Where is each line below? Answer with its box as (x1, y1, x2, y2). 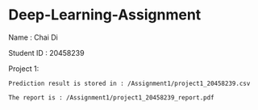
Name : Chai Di (8, 32, 58, 42)
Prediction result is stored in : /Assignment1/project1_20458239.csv (8, 79, 251, 87)
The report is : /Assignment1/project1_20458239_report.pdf (8, 93, 215, 102)
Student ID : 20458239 (8, 48, 85, 57)
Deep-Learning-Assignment (8, 6, 202, 24)
